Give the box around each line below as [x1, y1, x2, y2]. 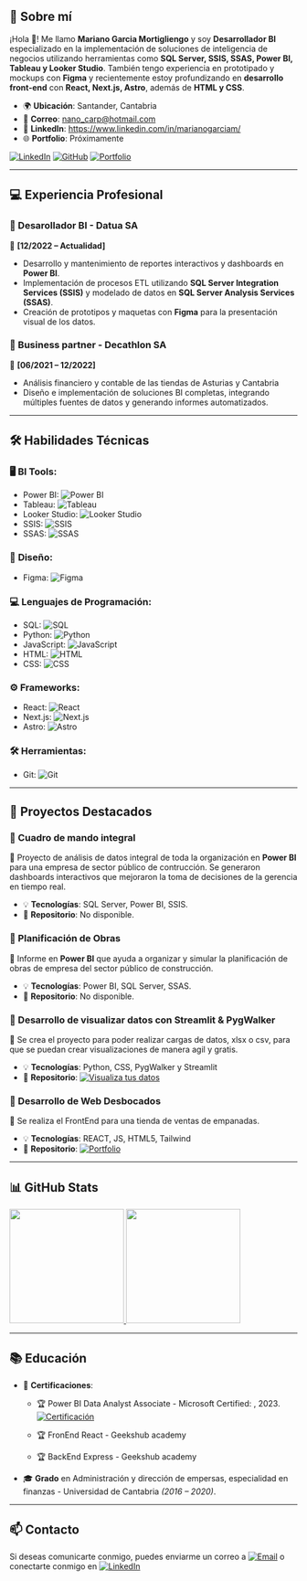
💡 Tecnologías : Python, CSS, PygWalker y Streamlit [22, 1061, 217, 1072]
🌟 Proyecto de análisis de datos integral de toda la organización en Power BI [9, 852, 297, 864]
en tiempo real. [9, 881, 67, 892]
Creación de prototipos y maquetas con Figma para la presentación [22, 306, 279, 317]
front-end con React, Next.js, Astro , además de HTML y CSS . [9, 81, 245, 92]
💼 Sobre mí [9, 9, 72, 25]
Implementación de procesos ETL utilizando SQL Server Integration [22, 277, 280, 288]
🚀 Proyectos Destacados [9, 804, 153, 820]
